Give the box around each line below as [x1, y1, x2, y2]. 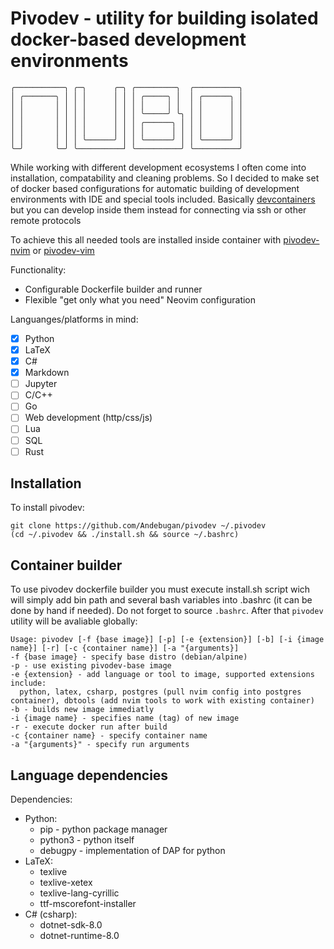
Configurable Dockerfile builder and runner [24, 283, 203, 295]
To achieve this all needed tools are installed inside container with [10, 233, 282, 246]
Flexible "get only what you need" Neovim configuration [24, 293, 257, 306]
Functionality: [10, 263, 67, 276]
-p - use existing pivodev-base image [10, 661, 172, 671]
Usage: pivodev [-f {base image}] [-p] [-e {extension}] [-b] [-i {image [10, 635, 325, 645]
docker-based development [10, 28, 247, 51]
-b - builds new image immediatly [10, 705, 155, 715]
